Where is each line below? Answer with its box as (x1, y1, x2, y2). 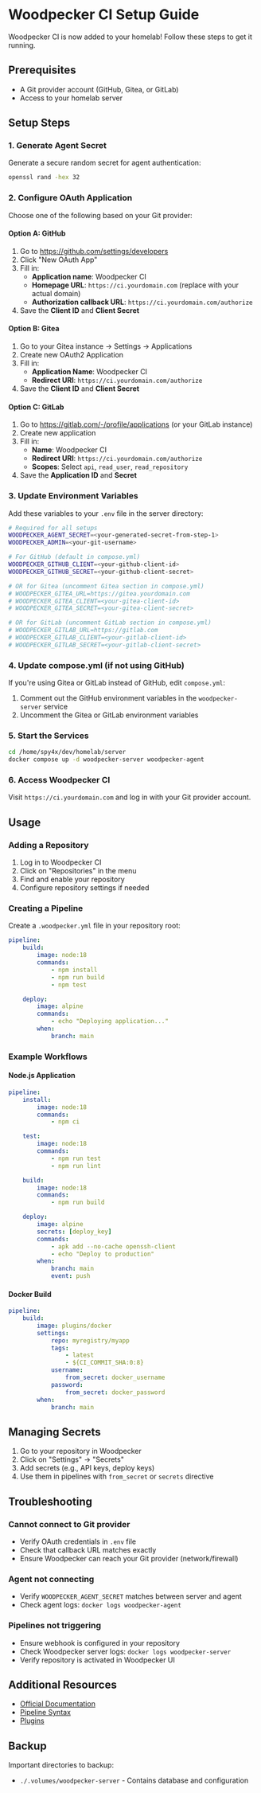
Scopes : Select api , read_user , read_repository (31, 462, 189, 471)
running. (8, 40, 36, 49)
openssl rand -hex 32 (8, 174, 80, 182)
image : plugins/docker (37, 1322, 112, 1330)
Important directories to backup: (8, 1760, 114, 1770)
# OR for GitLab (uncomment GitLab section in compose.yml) (8, 619, 212, 627)
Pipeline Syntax (19, 1708, 72, 1717)
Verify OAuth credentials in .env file (19, 1537, 137, 1546)
